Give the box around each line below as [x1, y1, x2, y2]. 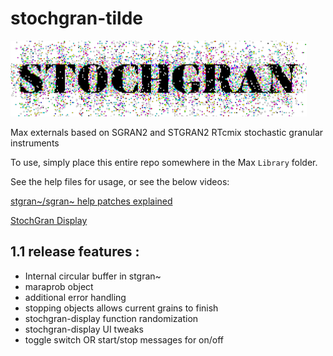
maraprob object [24, 280, 94, 292]
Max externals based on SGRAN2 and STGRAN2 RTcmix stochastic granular [10, 126, 324, 138]
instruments [10, 137, 60, 149]
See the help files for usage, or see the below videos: [10, 175, 230, 187]
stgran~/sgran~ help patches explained [10, 195, 173, 207]
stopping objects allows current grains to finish [24, 302, 219, 314]
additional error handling [24, 291, 127, 303]
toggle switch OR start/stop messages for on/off [24, 333, 225, 346]
